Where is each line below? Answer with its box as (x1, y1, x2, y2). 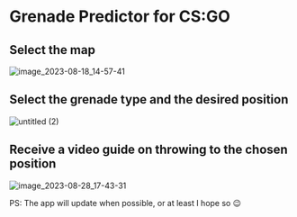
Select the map (9, 42, 96, 58)
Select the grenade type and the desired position (9, 92, 289, 107)
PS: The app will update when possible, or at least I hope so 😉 (9, 197, 241, 208)
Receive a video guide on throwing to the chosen (9, 142, 288, 158)
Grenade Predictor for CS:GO (9, 6, 231, 27)
